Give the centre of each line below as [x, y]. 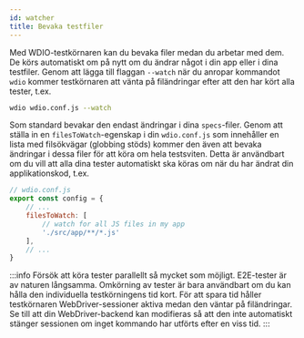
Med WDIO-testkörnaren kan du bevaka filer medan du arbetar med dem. [147, 52]
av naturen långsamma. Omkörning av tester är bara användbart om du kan [150, 285]
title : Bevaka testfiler [56, 26]
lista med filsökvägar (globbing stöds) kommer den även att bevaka [136, 144]
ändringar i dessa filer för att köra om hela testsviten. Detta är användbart [147, 154]
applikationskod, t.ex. [49, 173]
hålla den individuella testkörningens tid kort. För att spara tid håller [136, 295]
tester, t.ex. [30, 91]
